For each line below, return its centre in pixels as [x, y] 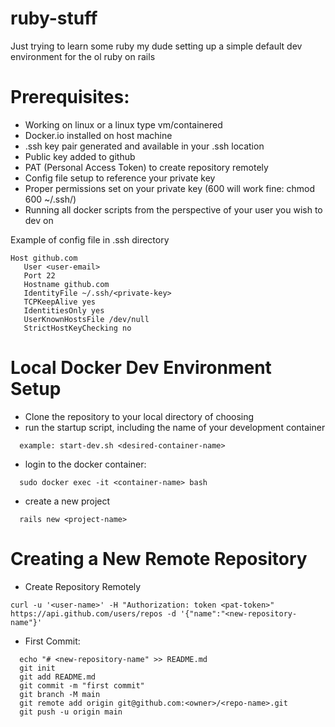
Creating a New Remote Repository [159, 559]
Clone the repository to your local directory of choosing [139, 416]
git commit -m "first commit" [82, 685]
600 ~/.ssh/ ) [50, 199]
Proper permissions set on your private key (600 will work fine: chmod [170, 188]
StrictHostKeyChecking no [77, 328]
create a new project [67, 501]
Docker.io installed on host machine [98, 135]
